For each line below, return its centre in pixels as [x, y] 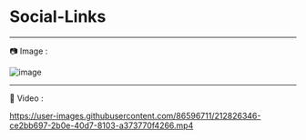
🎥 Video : [26, 98]
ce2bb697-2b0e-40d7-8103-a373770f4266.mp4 [102, 125]
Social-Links [58, 17]
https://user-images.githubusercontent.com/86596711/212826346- [135, 115]
